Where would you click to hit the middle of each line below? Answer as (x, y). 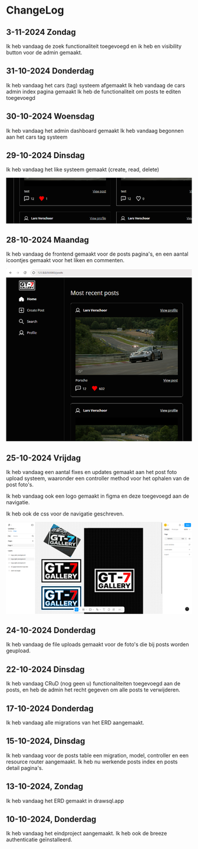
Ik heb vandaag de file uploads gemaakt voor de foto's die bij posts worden (98, 645)
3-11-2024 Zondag (41, 32)
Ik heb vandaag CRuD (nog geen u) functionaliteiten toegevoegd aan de (93, 684)
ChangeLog (35, 10)
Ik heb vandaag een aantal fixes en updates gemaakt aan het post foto (92, 472)
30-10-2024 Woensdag (50, 117)
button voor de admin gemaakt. (44, 53)
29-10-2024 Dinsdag (46, 156)
